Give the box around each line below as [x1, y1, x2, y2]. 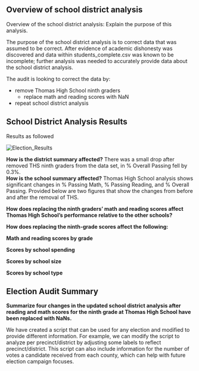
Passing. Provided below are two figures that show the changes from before [6, 187, 194, 194]
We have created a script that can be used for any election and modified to [6, 326, 190, 333]
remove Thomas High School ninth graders [14, 86, 121, 94]
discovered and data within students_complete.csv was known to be [6, 51, 174, 58]
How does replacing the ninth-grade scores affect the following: [6, 223, 169, 230]
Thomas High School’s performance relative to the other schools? [6, 211, 173, 219]
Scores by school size [6, 257, 61, 264]
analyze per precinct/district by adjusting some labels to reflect [6, 339, 161, 346]
